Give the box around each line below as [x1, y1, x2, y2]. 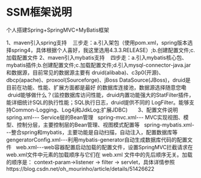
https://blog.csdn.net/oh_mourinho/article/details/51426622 [6, 165, 155, 172]
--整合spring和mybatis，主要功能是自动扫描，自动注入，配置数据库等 [6, 128, 178, 136]
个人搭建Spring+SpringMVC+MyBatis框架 [6, 26, 110, 33]
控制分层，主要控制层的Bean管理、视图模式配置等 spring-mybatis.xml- [16, 121, 195, 128]
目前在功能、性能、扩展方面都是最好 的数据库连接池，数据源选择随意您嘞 [6, 84, 187, 91]
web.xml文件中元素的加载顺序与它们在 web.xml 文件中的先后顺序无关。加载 [6, 151, 193, 158]
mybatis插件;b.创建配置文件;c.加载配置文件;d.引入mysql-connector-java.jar [6, 61, 191, 69]
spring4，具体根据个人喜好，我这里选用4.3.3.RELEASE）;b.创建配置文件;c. [11, 46, 196, 54]
